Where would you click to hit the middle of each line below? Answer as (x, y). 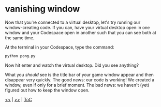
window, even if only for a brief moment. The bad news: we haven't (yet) (77, 85)
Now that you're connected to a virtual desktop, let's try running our (73, 22)
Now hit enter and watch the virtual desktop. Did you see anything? (72, 65)
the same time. (20, 38)
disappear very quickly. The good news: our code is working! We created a (80, 80)
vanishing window (43, 9)
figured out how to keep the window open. (47, 90)
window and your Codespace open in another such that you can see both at (80, 32)
